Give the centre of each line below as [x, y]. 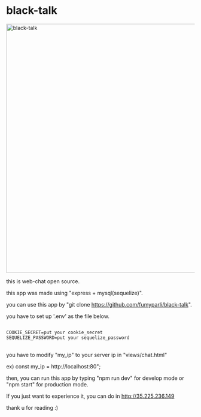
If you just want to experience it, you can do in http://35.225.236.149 [90, 396]
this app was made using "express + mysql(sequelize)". [75, 293]
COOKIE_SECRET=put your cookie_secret [54, 332]
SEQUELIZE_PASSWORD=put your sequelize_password [68, 337]
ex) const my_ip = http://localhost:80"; [54, 366]
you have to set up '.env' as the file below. [58, 316]
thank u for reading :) [32, 407]
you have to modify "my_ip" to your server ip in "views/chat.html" [87, 355]
